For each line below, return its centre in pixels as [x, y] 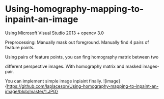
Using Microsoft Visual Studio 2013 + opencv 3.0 [55, 33]
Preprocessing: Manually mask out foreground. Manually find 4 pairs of [77, 42]
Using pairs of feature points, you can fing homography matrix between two [82, 57]
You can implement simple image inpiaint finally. [54, 81]
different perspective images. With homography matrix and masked [73, 66]
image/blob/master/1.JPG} [32, 91]
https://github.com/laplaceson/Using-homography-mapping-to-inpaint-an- [82, 86]
